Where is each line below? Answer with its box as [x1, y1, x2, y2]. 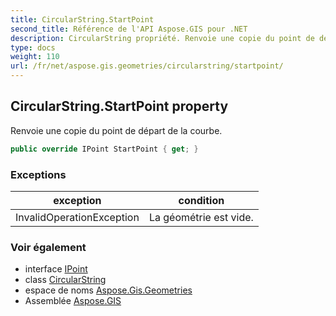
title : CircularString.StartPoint [10, 14, 155, 25]
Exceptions [10, 167, 67, 181]
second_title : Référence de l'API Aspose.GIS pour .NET [10, 24, 248, 34]
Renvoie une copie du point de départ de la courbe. [10, 124, 223, 136]
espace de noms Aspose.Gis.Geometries [24, 284, 193, 296]
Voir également [10, 240, 87, 254]
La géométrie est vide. [148, 210, 254, 224]
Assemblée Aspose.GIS [24, 295, 122, 307]
